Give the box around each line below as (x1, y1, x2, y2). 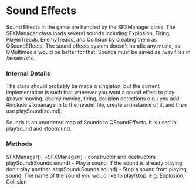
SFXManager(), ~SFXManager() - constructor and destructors (6, 153, 156, 160)
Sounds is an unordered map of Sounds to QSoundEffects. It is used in (6, 119, 177, 126)
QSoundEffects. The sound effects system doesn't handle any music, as (6, 42, 181, 49)
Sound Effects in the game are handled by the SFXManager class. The (6, 23, 176, 30)
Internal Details (6, 69, 51, 77)
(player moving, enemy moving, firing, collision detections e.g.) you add (6, 95, 180, 102)
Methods (6, 140, 32, 148)
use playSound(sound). (6, 107, 63, 115)
